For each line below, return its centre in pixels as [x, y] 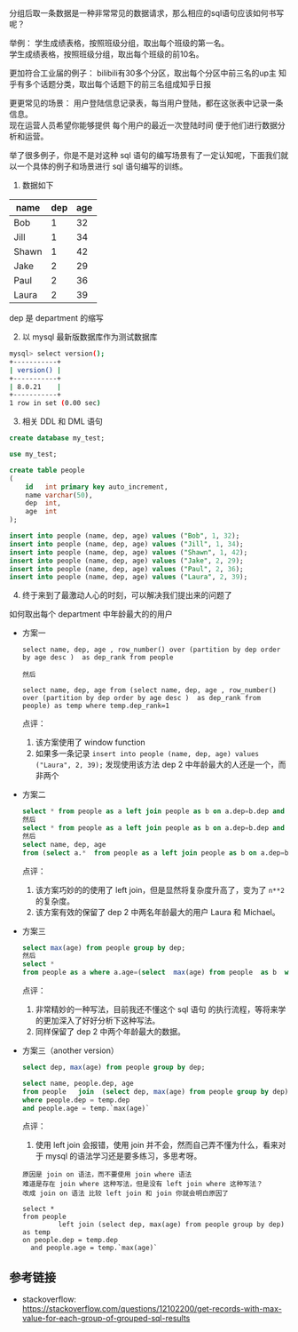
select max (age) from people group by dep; [104, 948]
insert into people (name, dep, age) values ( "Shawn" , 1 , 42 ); [129, 552]
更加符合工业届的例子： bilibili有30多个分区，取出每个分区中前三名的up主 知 [148, 73]
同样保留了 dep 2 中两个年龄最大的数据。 [110, 1032]
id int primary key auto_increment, [97, 487]
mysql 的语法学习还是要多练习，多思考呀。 [124, 1156]
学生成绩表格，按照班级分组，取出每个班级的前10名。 [106, 54]
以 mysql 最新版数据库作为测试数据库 [90, 337]
